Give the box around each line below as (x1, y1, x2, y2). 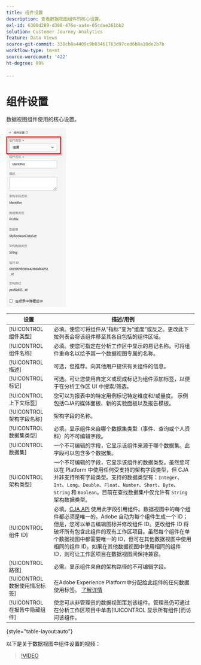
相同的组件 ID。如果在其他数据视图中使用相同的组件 (53, 543, 181, 550)
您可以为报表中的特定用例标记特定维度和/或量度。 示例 (53, 392, 188, 399)
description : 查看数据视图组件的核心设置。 (6, 16, 103, 22)
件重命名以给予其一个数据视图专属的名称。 (53, 350, 159, 357)
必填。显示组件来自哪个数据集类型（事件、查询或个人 (53, 425, 185, 432)
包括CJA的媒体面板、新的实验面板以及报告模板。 (53, 400, 175, 407)
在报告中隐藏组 (8, 606, 46, 613)
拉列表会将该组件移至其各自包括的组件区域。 (53, 333, 165, 341)
